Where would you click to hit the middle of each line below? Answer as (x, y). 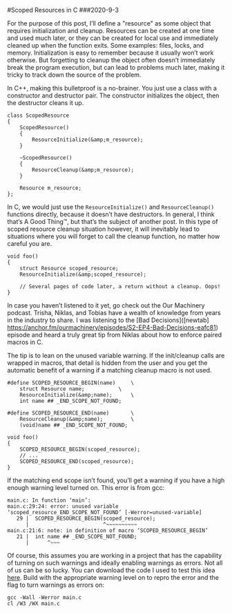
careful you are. (30, 244)
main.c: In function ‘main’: (49, 500)
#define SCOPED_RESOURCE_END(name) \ (71, 413)
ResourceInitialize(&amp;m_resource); (88, 140)
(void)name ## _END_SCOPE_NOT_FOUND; (74, 425)
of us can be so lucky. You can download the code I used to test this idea (111, 570)
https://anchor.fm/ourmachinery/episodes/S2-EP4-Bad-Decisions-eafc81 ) (113, 327)
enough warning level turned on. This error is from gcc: (86, 488)
